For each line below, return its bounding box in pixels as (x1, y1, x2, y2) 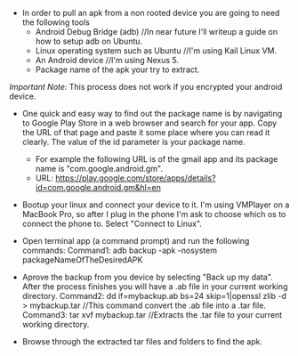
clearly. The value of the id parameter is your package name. (21, 137, 246, 147)
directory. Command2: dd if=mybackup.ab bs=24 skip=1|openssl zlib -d (21, 291, 287, 301)
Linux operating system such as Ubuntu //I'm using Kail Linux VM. (35, 45, 278, 56)
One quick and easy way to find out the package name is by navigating (21, 109, 283, 118)
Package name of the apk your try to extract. (35, 64, 200, 75)
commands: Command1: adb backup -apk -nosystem (21, 245, 218, 255)
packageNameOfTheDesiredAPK (21, 255, 143, 265)
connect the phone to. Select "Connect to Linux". (21, 218, 203, 229)
